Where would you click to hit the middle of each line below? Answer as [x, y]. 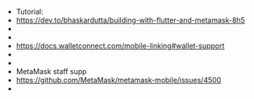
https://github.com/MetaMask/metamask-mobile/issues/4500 [119, 80]
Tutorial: [30, 12]
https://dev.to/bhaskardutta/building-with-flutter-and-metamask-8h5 [131, 20]
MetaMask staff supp [51, 71]
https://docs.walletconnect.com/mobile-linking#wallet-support [120, 46]
